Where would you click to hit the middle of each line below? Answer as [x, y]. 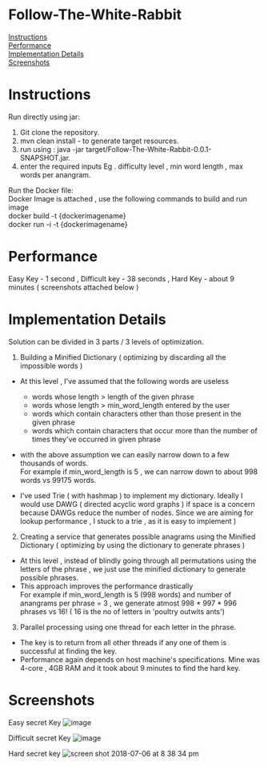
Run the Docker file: [41, 190]
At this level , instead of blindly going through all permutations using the [138, 561]
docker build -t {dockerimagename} [67, 215]
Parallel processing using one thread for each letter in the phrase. [128, 627]
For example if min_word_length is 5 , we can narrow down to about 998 [139, 471]
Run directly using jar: [44, 117]
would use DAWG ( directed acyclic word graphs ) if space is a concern [137, 504]
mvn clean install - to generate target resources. [99, 141]
